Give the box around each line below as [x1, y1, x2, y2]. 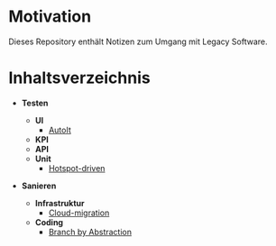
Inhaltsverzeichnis [8, 68, 151, 88]
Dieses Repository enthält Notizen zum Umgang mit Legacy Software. [8, 36, 268, 47]
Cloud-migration [48, 207, 110, 218]
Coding [34, 216, 64, 227]
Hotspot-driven [48, 162, 106, 173]
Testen [21, 97, 49, 108]
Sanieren [21, 180, 57, 191]
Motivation [8, 6, 92, 27]
